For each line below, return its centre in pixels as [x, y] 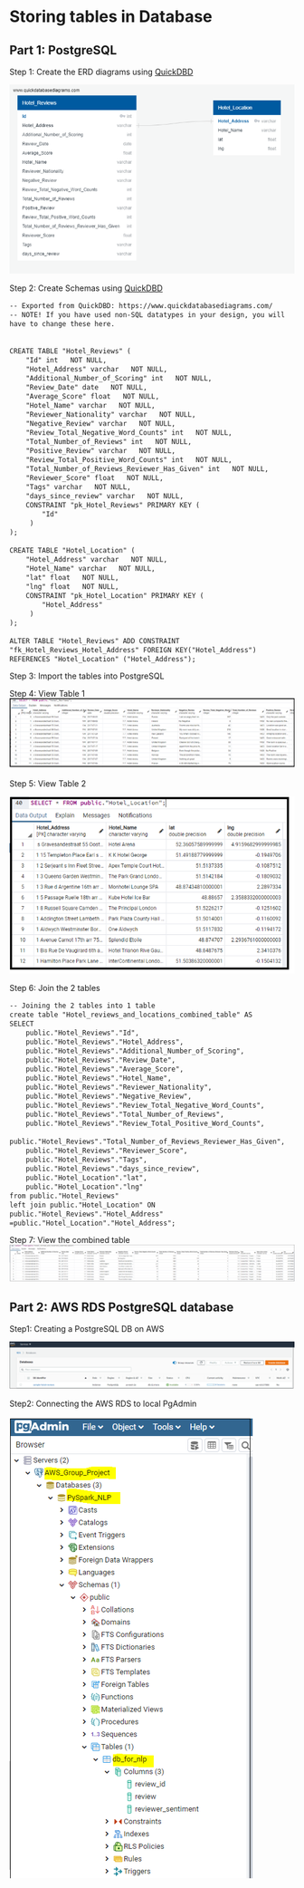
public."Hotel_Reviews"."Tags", [86, 1160]
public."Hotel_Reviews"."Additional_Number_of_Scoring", [135, 1051]
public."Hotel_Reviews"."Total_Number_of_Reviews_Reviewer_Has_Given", [147, 1141]
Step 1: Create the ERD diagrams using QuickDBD [101, 72]
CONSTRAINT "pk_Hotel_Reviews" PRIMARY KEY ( [113, 505]
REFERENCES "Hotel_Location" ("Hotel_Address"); [103, 659]
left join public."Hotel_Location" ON [82, 1205]
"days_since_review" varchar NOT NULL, [104, 496]
